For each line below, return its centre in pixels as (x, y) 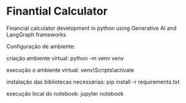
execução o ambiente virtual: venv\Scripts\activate (70, 70)
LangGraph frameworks (36, 34)
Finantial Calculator (57, 11)
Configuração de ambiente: (41, 46)
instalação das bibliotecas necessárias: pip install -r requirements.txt (93, 82)
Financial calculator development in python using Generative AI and (91, 28)
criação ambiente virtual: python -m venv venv (65, 58)
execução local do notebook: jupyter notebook (65, 93)
